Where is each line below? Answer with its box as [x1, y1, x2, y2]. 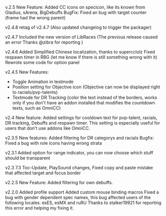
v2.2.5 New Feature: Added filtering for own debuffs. [5, 180, 113, 185]
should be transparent [5, 155, 51, 161]
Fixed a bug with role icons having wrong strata [5, 140, 103, 146]
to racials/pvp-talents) [12, 89, 58, 95]
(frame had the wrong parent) [5, 15, 66, 20]
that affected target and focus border [5, 170, 81, 176]
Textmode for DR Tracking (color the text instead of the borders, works [12, 94, 158, 100]
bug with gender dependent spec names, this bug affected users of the [5, 195, 151, 200]
